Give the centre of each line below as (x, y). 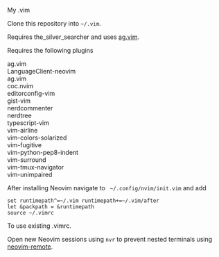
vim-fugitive (25, 145)
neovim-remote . (30, 247)
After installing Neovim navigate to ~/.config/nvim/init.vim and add (107, 188)
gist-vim (19, 101)
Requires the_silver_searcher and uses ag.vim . (73, 37)
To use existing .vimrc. (39, 226)
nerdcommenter (30, 108)
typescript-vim (28, 123)
